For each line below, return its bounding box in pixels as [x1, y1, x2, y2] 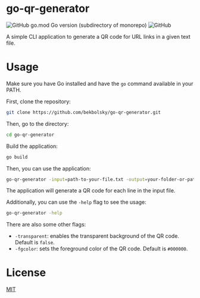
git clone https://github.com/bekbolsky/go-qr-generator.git [6, 109, 161, 115]
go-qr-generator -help [6, 210, 62, 216]
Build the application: [6, 142, 58, 150]
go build [6, 154, 28, 160]
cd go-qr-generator [6, 132, 55, 138]
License [6, 266, 46, 280]
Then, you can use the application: [6, 164, 91, 172]
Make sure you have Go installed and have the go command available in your [6, 80, 193, 87]
